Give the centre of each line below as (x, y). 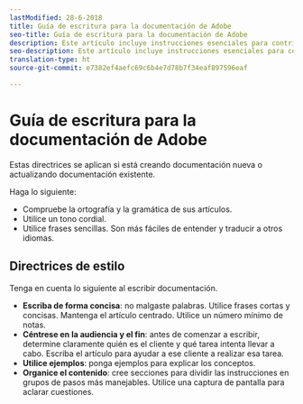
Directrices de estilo (67, 266)
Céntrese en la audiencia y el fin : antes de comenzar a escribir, (141, 334)
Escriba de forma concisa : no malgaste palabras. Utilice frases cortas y (156, 305)
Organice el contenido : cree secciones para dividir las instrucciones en (156, 372)
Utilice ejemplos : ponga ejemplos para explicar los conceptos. (139, 363)
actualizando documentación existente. (83, 174)
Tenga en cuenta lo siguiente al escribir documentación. (114, 288)
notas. (34, 325)
